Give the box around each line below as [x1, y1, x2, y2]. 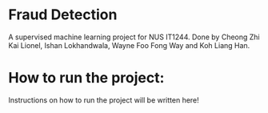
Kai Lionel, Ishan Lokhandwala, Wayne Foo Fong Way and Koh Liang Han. [8, 40, 250, 50]
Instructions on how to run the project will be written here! [8, 95, 200, 105]
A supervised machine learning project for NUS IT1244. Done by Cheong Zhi [8, 32, 260, 42]
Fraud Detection [8, 6, 118, 24]
